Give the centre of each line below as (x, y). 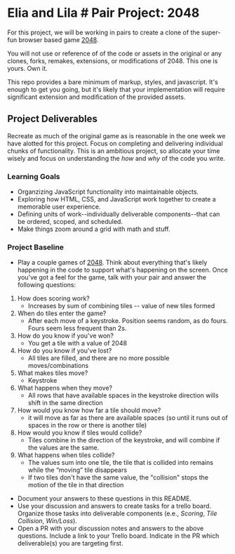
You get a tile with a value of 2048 (78, 343)
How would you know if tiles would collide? (80, 433)
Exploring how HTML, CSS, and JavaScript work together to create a (116, 199)
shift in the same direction (65, 403)
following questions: (46, 285)
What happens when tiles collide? (66, 455)
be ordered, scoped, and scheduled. (70, 222)
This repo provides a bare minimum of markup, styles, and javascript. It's (113, 81)
